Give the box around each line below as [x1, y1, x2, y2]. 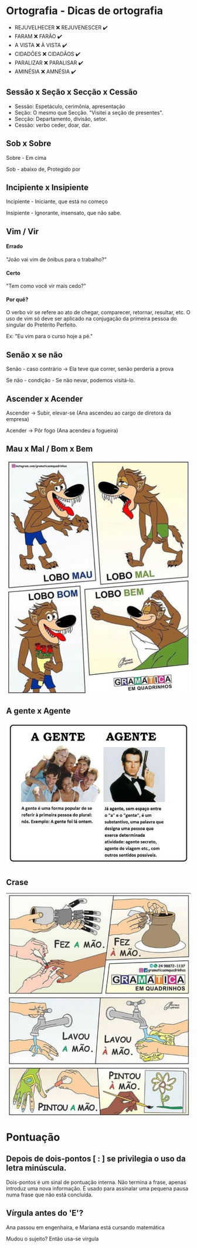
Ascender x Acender [6, 393, 83, 403]
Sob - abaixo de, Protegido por [6, 166, 81, 173]
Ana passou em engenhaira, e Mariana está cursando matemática [6, 1223, 165, 1231]
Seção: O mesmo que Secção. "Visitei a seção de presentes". [14, 109, 164, 116]
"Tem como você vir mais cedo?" [6, 282, 87, 290]
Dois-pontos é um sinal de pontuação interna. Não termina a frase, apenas [6, 1179, 186, 1186]
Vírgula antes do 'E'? [6, 1208, 84, 1218]
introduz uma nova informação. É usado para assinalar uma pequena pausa [6, 1185, 189, 1192]
